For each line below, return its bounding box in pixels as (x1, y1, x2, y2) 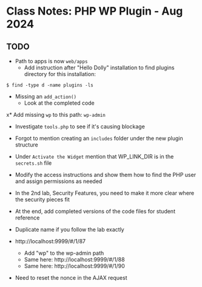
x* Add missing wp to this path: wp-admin (6, 111, 106, 118)
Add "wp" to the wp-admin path (24, 249, 104, 257)
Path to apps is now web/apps (15, 58, 88, 64)
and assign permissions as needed (15, 178, 103, 185)
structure (15, 141, 38, 148)
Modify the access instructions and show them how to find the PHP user (15, 171, 196, 178)
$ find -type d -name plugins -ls (6, 82, 94, 88)
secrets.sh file (15, 159, 52, 167)
